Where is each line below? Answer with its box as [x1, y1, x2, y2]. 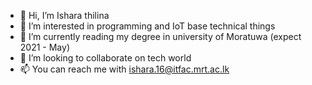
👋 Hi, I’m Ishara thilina [19, 10, 110, 21]
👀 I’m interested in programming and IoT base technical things [19, 20, 276, 32]
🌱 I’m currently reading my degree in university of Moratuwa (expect [19, 31, 302, 42]
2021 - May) [19, 41, 70, 53]
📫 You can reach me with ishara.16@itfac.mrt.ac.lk [19, 63, 230, 75]
